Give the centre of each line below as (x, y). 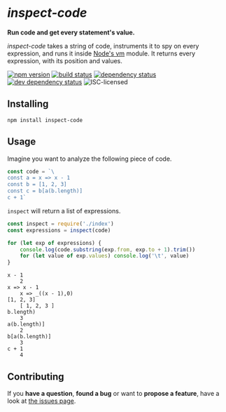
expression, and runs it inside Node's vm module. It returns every (101, 53)
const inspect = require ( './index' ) (61, 224)
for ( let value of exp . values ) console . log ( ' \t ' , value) (105, 256)
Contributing (36, 377)
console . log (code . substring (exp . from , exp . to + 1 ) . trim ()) (108, 250)
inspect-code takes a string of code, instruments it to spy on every (103, 46)
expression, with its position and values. (65, 60)
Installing (28, 104)
